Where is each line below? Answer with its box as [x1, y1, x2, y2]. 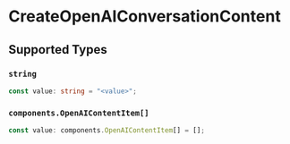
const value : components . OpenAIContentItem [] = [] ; [8, 126, 205, 135]
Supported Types [8, 42, 108, 57]
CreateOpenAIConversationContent [8, 6, 281, 27]
